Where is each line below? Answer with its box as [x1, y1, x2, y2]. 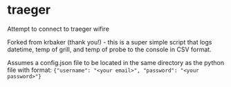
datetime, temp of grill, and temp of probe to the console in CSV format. [7, 45, 212, 53]
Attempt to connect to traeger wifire [7, 25, 109, 33]
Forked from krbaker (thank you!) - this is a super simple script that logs [7, 38, 212, 46]
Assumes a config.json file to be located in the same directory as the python [7, 58, 225, 66]
